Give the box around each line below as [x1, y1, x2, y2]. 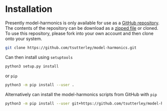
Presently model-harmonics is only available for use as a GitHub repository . [5, 20, 160, 26]
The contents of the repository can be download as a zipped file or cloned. [5, 25, 159, 31]
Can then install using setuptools [5, 54, 73, 60]
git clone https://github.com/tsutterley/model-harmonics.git [5, 45, 137, 50]
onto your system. [5, 36, 42, 42]
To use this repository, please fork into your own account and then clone [5, 30, 154, 36]
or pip [5, 73, 18, 79]
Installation [5, 3, 53, 15]
